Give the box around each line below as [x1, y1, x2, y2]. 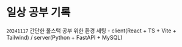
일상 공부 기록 [6, 5, 71, 20]
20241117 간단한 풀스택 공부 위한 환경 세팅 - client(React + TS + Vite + [6, 27, 177, 34]
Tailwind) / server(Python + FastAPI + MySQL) [6, 34, 123, 41]
